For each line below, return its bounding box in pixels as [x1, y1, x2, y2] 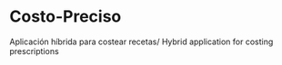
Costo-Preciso [9, 6, 122, 27]
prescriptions [9, 45, 59, 56]
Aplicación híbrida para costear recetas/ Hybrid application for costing [9, 36, 274, 47]
